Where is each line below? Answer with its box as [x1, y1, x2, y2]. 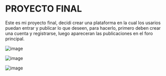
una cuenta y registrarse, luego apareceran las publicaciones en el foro [5, 30, 153, 36]
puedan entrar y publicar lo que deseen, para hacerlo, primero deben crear [5, 25, 161, 31]
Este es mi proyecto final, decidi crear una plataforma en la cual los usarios [5, 20, 161, 26]
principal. [5, 36, 25, 42]
